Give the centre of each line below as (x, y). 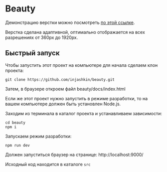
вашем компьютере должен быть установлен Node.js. (63, 104)
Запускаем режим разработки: (38, 136)
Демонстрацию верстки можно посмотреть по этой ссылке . (70, 22)
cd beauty (15, 123)
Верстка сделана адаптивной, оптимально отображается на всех (75, 32)
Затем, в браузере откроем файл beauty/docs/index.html (65, 89)
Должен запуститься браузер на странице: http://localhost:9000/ (74, 155)
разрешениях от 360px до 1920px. (42, 37)
